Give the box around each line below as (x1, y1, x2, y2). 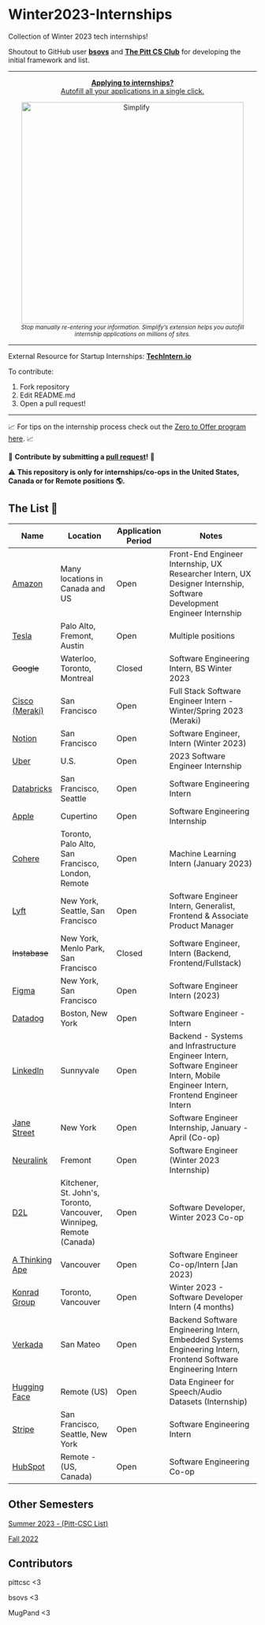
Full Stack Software (169, 685, 241, 696)
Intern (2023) (169, 990, 220, 1001)
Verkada (12, 1339, 43, 1350)
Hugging (12, 1381, 45, 1392)
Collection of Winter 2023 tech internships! (8, 32, 148, 41)
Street (12, 1127, 35, 1138)
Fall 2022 (8, 1534, 39, 1543)
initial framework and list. (8, 55, 90, 65)
